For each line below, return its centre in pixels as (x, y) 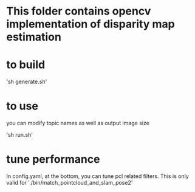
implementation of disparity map (91, 24)
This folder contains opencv (79, 11)
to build (26, 65)
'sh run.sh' (20, 135)
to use (22, 106)
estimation (34, 37)
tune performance (53, 159)
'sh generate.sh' (27, 82)
